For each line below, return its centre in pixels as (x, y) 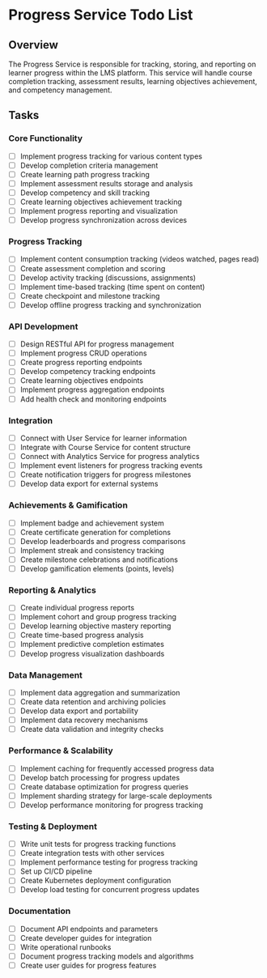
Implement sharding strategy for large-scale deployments (116, 796)
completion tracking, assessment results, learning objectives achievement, (133, 81)
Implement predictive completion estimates (92, 644)
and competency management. (60, 90)
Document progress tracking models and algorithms (107, 956)
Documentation (40, 911)
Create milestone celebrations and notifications (99, 559)
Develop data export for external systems (89, 484)
